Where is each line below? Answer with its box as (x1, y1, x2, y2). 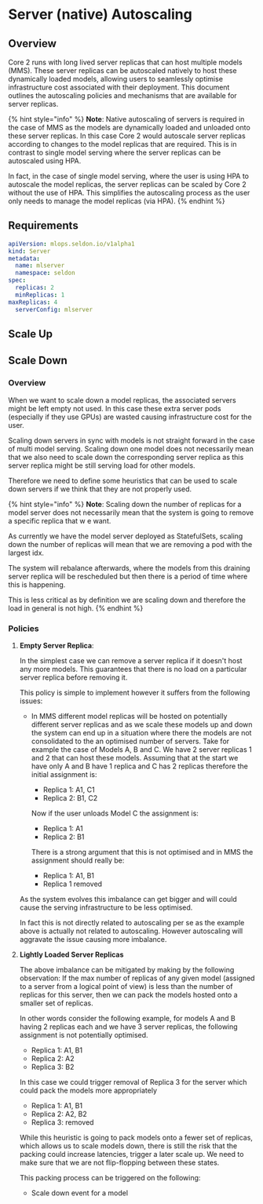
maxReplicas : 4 (8, 298, 58, 306)
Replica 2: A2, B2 (31, 1109, 88, 1118)
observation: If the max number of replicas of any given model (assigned (19, 973, 255, 983)
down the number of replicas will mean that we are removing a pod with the (8, 539, 253, 549)
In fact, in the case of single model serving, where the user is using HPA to (8, 171, 250, 181)
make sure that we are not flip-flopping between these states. (19, 1158, 220, 1167)
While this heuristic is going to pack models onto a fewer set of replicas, (19, 1133, 254, 1142)
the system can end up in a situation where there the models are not (31, 728, 252, 737)
